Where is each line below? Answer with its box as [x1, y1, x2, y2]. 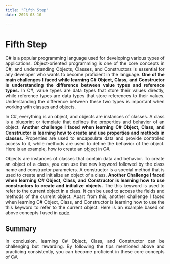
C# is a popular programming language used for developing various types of [5, 55, 165, 61]
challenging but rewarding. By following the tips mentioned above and [5, 243, 165, 249]
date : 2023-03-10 [5, 12, 42, 17]
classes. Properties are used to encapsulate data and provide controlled [5, 135, 165, 141]
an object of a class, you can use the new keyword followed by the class [5, 161, 165, 168]
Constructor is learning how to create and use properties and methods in [5, 130, 165, 136]
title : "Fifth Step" [5, 7, 49, 13]
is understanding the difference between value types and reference [5, 82, 165, 88]
